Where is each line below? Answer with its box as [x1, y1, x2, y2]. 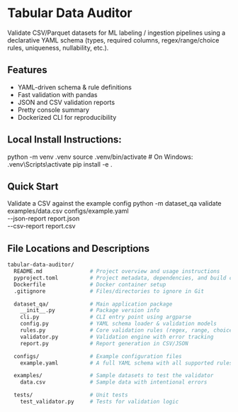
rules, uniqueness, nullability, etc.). [7, 43, 109, 52]
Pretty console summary [17, 105, 90, 114]
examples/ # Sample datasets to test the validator [13, 372, 214, 379]
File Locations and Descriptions [7, 243, 150, 255]
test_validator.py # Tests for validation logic [20, 399, 179, 406]
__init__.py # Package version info [20, 307, 160, 314]
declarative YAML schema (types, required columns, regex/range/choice [7, 35, 220, 44]
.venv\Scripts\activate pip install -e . [7, 160, 113, 168]
